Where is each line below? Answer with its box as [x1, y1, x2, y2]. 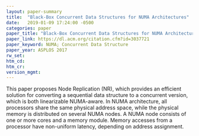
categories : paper [6, 25, 52, 31]
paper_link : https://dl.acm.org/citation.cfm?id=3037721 [6, 36, 150, 42]
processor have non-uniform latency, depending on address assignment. [6, 123, 184, 130]
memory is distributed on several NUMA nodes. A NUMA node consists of [6, 111, 187, 118]
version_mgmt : [6, 69, 41, 75]
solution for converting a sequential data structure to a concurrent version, [6, 92, 188, 99]
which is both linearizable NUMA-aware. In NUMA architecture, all [6, 98, 168, 105]
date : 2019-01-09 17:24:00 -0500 [6, 20, 94, 25]
